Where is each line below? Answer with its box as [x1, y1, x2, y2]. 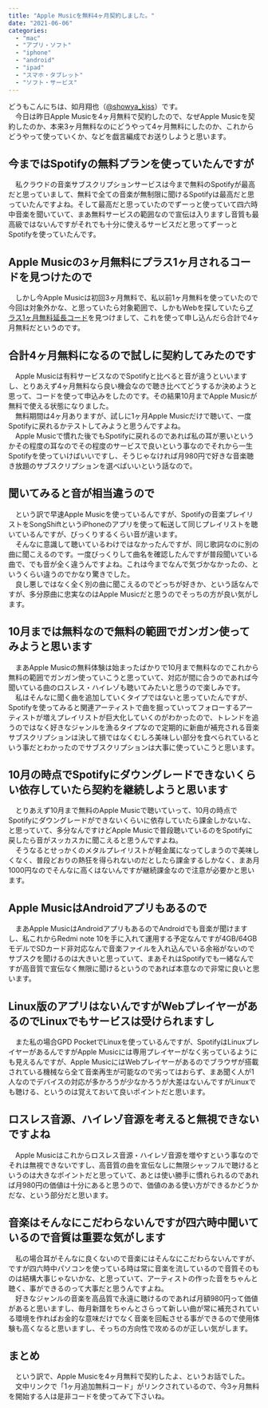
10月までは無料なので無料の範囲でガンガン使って [8, 625, 250, 639]
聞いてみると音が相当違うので [8, 486, 156, 500]
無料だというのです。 [14, 323, 85, 332]
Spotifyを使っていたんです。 [8, 229, 101, 240]
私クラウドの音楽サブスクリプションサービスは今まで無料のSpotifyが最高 [14, 180, 255, 189]
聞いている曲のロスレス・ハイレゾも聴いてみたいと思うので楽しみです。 [8, 682, 245, 692]
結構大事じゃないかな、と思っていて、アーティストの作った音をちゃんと [22, 1273, 258, 1283]
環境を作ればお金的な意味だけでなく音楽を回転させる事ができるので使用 [14, 1313, 253, 1323]
